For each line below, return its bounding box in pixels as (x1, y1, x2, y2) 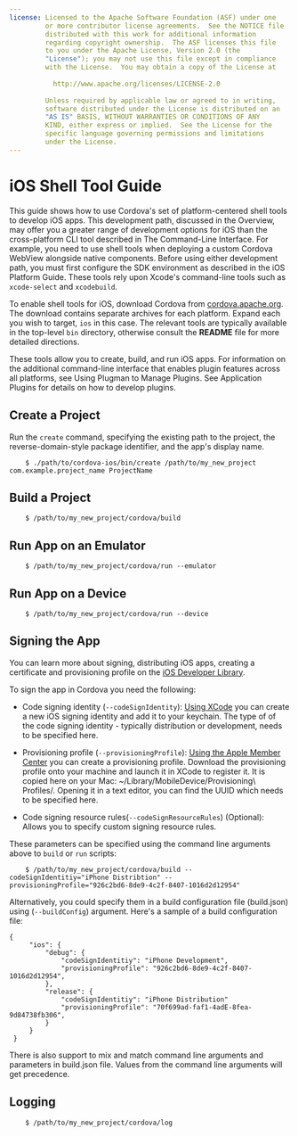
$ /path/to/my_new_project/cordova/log (25, 1118, 173, 1127)
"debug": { (44, 948, 86, 957)
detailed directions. (9, 336, 80, 347)
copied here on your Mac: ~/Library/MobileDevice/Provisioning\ (21, 775, 256, 786)
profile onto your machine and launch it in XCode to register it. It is (21, 766, 265, 777)
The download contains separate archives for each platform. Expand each (9, 308, 281, 318)
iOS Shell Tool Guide (9, 176, 162, 196)
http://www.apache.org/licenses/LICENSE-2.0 (52, 79, 221, 88)
